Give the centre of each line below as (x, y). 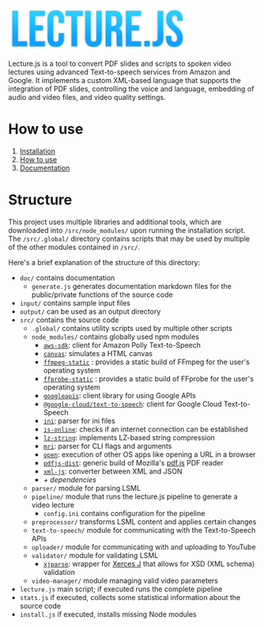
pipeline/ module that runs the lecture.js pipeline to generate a (135, 496)
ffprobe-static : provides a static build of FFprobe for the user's (149, 378)
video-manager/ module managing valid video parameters (125, 580)
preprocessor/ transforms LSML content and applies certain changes (144, 522)
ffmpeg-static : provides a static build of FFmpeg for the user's (147, 362)
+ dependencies (70, 479)
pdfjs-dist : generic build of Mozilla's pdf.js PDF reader (133, 462)
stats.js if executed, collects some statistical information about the (130, 597)
